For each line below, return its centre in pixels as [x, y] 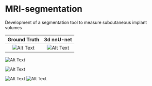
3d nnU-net [58, 39]
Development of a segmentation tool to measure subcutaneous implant [76, 22]
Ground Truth [24, 39]
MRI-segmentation [44, 9]
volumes [14, 27]
